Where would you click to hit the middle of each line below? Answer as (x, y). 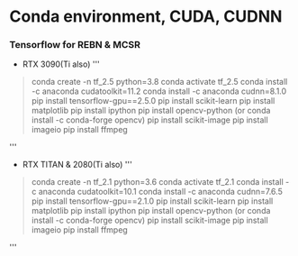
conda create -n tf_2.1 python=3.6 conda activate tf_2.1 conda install (157, 182)
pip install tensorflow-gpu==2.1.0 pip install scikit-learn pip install (152, 201)
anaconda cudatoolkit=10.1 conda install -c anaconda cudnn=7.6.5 (161, 192)
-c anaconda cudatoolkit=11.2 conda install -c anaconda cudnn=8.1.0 (159, 91)
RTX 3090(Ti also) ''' (61, 64)
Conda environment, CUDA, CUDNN (146, 17)
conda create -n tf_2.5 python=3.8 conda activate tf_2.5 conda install (159, 82)
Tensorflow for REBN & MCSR (75, 45)
